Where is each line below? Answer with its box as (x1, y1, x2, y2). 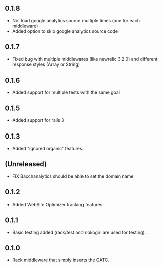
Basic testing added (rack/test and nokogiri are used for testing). (12, 229, 146, 235)
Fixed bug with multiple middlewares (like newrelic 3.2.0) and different (12, 56, 158, 62)
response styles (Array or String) (12, 61, 80, 68)
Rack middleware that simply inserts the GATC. (12, 257, 109, 263)
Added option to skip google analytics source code (12, 28, 118, 34)
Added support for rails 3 (12, 117, 64, 123)
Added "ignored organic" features (12, 146, 83, 152)
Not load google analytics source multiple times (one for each (12, 17, 140, 23)
